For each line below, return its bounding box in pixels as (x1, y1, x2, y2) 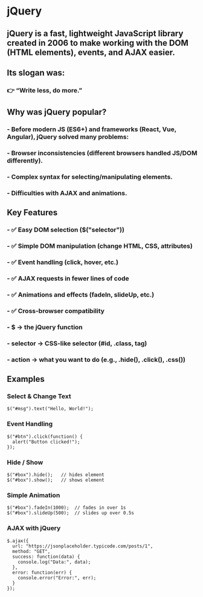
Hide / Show (7, 458, 43, 466)
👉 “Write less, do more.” (7, 86, 82, 94)
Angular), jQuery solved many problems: (7, 133, 129, 141)
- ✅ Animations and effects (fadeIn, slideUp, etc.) (7, 290, 155, 298)
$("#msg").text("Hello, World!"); (7, 406, 94, 412)
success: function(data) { (12, 553, 80, 560)
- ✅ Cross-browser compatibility (7, 306, 105, 315)
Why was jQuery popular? (7, 107, 107, 117)
